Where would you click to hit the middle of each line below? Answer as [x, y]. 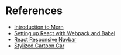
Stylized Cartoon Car [39, 46]
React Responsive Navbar [45, 39]
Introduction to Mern [39, 27]
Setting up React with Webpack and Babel [64, 33]
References [34, 11]
